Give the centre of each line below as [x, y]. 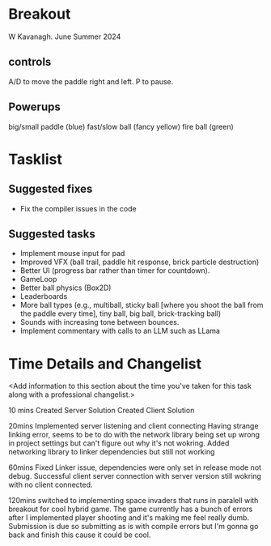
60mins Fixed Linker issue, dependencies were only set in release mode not [135, 467]
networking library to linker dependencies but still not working [112, 452]
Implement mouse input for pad [72, 254]
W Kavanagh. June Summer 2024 [65, 36]
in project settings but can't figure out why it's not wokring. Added [119, 443]
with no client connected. [51, 485]
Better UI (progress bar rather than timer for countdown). [115, 271]
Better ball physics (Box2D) [66, 288]
